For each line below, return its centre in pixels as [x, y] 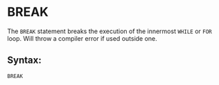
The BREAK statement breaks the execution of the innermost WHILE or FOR [110, 31]
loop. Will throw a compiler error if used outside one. [82, 38]
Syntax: [24, 60]
